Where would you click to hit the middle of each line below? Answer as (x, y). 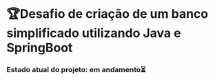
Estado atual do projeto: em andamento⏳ (76, 70)
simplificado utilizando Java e (94, 33)
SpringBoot (40, 48)
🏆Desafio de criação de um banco (107, 14)
